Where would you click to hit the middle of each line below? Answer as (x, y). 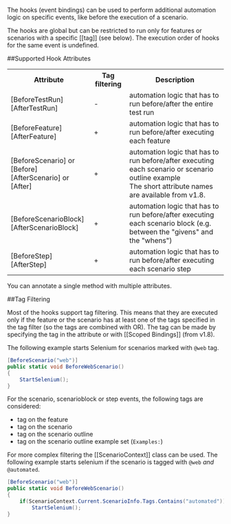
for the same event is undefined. (53, 45)
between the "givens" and (172, 232)
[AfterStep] (29, 264)
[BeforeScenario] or (43, 161)
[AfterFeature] (34, 137)
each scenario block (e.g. (170, 223)
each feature (150, 141)
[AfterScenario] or (40, 178)
